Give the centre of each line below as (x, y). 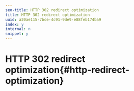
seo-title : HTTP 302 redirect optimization (52, 10)
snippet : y (17, 34)
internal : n (18, 29)
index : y (15, 24)
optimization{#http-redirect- (68, 70)
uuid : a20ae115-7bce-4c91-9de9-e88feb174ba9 (53, 19)
